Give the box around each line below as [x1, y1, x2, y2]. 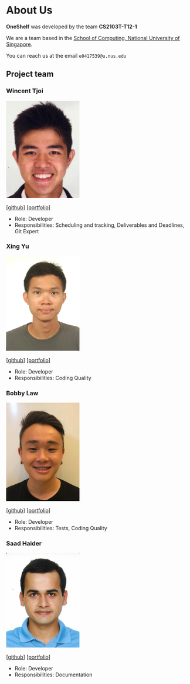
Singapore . [6, 41, 33, 48]
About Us [6, 4, 53, 17]
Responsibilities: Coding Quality [14, 374, 92, 381]
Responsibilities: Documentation [14, 671, 93, 678]
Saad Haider [6, 539, 42, 547]
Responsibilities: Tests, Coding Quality [14, 524, 107, 531]
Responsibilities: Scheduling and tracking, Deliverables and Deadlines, [14, 222, 185, 229]
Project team [6, 69, 54, 80]
